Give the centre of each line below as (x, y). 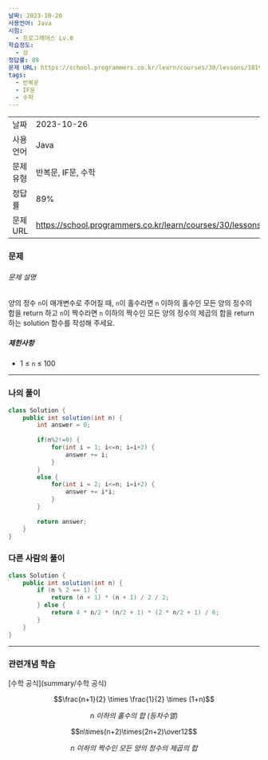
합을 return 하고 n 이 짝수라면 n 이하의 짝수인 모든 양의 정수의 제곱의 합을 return (131, 313)
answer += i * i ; (90, 492)
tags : (17, 75)
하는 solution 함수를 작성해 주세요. (62, 323)
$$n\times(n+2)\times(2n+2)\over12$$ (134, 731)
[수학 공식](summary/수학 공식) (58, 683)
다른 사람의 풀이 (37, 558)
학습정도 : (21, 46)
